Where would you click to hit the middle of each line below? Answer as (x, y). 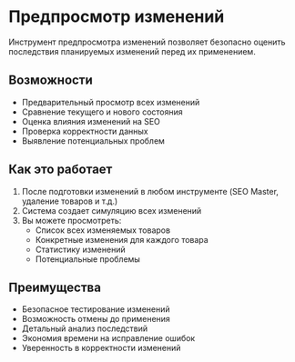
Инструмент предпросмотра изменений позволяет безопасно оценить (147, 42)
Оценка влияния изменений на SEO (91, 121)
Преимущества (55, 287)
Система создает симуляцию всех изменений (112, 210)
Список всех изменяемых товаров (102, 230)
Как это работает (61, 170)
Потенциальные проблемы (87, 259)
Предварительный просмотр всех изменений (111, 102)
